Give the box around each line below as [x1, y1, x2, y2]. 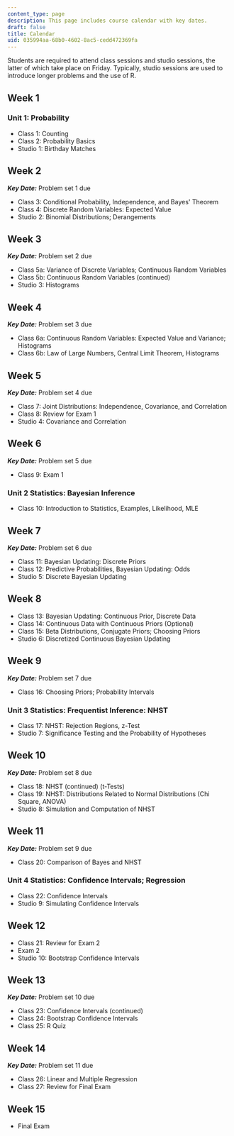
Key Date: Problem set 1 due [7, 184, 91, 192]
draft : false [7, 23, 46, 31]
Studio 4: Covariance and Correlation [17, 417, 126, 426]
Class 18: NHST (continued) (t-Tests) [17, 782, 126, 790]
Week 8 [7, 593, 42, 605]
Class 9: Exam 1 [17, 470, 64, 479]
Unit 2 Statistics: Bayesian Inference [7, 487, 135, 497]
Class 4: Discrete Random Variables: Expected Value [17, 205, 172, 214]
